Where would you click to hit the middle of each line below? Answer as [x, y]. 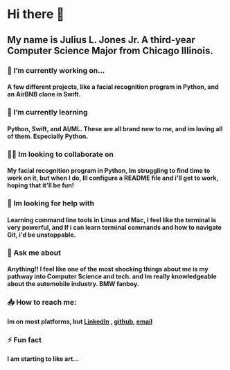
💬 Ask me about [34, 253]
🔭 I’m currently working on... [56, 70]
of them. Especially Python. [48, 136]
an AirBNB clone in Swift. [44, 94]
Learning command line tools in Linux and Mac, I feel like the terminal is [112, 220]
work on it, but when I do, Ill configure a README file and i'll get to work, [113, 178]
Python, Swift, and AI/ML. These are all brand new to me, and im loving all [115, 128]
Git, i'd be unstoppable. [42, 235]
